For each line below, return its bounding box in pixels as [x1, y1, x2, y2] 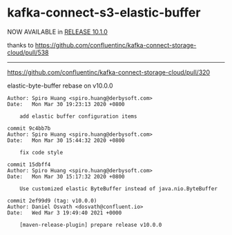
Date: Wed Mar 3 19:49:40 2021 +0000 [7, 209, 122, 216]
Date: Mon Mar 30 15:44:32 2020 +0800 [7, 136, 126, 144]
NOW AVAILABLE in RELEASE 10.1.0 [7, 28, 108, 36]
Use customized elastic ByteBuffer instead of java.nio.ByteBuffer [19, 185, 217, 192]
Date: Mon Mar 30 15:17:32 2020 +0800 [7, 173, 126, 180]
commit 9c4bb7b [7, 125, 51, 132]
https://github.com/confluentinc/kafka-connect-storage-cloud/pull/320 [7, 68, 211, 76]
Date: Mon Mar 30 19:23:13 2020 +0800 [7, 101, 126, 108]
